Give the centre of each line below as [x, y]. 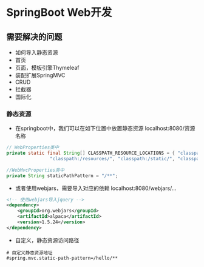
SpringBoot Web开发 [59, 12]
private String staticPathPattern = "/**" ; [62, 176]
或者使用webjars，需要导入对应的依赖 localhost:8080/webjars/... [96, 188]
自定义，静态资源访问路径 [47, 240]
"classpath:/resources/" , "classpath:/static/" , [112, 159]
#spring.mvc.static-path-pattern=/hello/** [62, 258]
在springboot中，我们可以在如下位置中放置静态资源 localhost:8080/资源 [105, 129]
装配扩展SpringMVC [40, 75]
